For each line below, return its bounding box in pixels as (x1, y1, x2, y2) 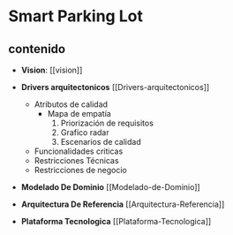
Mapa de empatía (47, 109, 111, 118)
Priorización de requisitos (60, 117, 154, 128)
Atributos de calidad (34, 99, 108, 110)
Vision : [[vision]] (20, 64, 83, 75)
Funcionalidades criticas (34, 146, 124, 156)
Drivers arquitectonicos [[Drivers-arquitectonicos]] (20, 82, 210, 92)
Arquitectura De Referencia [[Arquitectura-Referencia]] (20, 199, 225, 209)
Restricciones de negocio (34, 165, 127, 175)
